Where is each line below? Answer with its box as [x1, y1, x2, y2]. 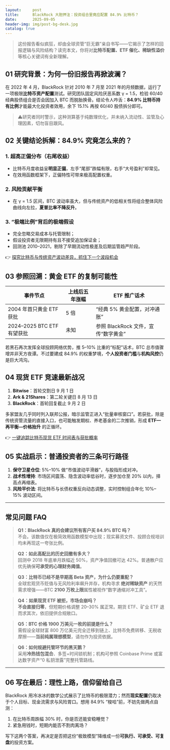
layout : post [5, 7, 42, 13]
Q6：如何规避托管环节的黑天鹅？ [17, 644, 87, 651]
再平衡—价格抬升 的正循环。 [5, 423, 64, 429]
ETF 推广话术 [113, 292, 145, 299]
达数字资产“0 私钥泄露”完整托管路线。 [17, 657, 97, 663]
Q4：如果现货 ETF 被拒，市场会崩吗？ [17, 598, 97, 604]
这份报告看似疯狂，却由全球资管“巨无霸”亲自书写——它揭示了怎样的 [17, 41, 159, 47]
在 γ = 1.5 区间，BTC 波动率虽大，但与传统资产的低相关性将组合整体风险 [12, 198, 163, 204]
